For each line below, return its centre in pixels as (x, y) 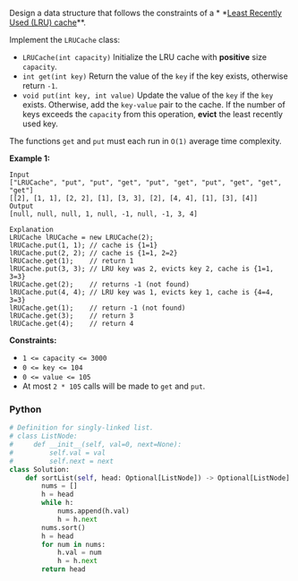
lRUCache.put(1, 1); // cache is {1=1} (84, 245)
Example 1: (30, 158)
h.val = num (79, 553)
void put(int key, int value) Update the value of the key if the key (148, 95)
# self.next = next (62, 461)
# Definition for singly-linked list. (81, 428)
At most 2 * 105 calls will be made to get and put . (114, 386)
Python (26, 409)
